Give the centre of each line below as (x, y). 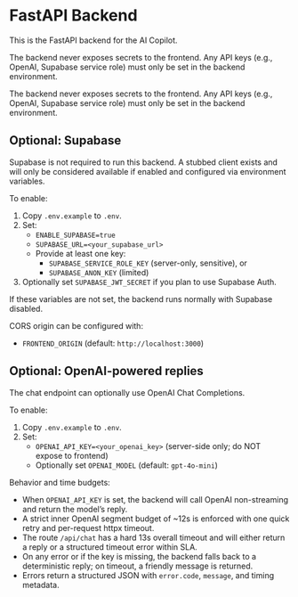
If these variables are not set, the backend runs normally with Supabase (141, 298)
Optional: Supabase (65, 140)
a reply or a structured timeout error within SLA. (109, 547)
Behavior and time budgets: (60, 482)
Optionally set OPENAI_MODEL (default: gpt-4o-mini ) (126, 465)
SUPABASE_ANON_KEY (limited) (99, 272)
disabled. (26, 308)
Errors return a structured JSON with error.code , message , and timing (148, 575)
